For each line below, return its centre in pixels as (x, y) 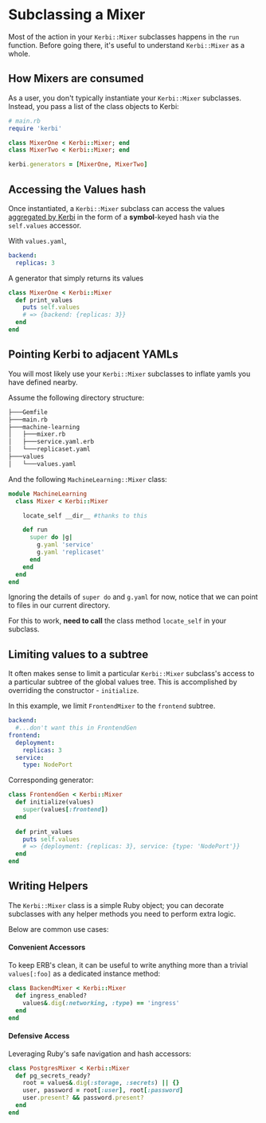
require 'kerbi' (35, 128)
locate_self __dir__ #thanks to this (85, 515)
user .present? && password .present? (84, 1098)
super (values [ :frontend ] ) (66, 810)
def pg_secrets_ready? (53, 1076)
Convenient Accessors (47, 947)
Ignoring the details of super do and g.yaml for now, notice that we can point (133, 597)
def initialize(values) (55, 802)
